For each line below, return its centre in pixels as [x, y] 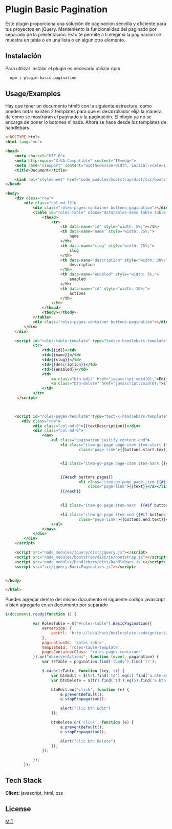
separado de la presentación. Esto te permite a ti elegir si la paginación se [83, 34]
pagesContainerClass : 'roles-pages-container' [92, 652]
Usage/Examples [33, 94]
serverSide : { [57, 628]
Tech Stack [24, 781]
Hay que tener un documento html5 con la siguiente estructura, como [79, 106]
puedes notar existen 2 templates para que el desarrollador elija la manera [84, 112]
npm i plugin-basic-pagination [43, 78]
